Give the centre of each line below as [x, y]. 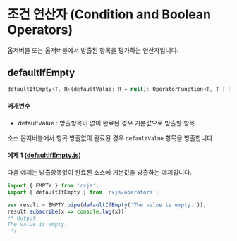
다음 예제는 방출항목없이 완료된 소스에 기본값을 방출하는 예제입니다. [99, 173]
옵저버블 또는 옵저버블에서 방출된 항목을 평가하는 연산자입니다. [93, 50]
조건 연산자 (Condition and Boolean [109, 14]
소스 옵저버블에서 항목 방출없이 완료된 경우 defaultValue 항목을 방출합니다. [111, 137]
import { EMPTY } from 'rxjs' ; [53, 186]
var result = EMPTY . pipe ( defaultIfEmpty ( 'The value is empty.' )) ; [107, 205]
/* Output [22, 218]
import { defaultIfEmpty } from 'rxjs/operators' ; [83, 192]
